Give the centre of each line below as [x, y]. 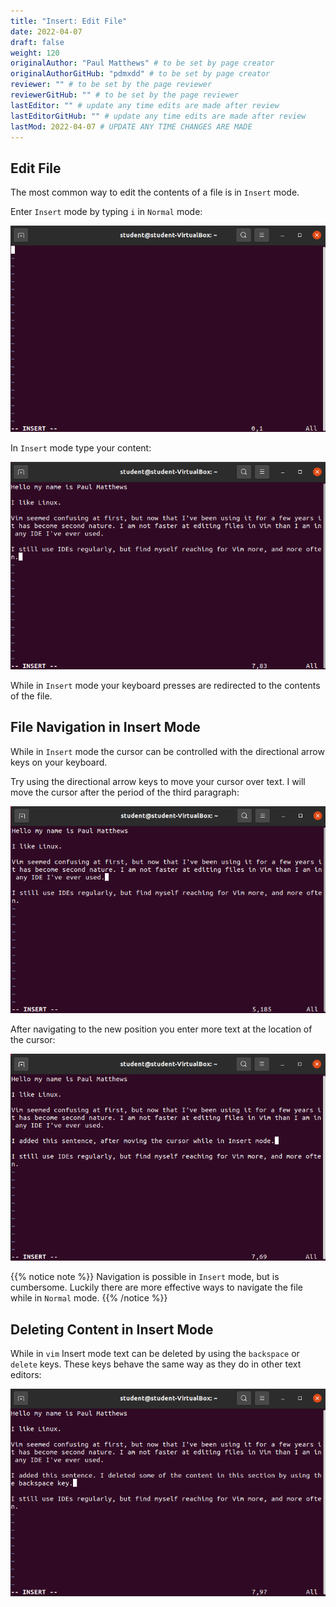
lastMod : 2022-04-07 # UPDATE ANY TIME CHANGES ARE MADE [131, 126]
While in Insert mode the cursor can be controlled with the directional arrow [167, 751]
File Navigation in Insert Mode [105, 727]
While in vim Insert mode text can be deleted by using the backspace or [155, 1354]
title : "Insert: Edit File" [69, 21]
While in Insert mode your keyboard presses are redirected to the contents [165, 685]
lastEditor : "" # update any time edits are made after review [145, 105]
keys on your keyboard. [59, 762]
